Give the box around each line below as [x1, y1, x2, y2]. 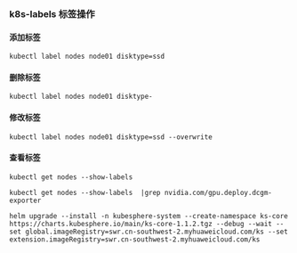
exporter [9, 196, 42, 205]
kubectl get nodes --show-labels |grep [9, 188, 162, 197]
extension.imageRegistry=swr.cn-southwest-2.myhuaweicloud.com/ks [9, 234, 261, 244]
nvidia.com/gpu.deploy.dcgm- [164, 188, 273, 197]
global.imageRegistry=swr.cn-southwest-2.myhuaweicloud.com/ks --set [25, 227, 289, 236]
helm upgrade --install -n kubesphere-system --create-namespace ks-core [9, 211, 289, 220]
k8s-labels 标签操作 [9, 7, 95, 20]
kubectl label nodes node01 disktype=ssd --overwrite [9, 132, 213, 142]
